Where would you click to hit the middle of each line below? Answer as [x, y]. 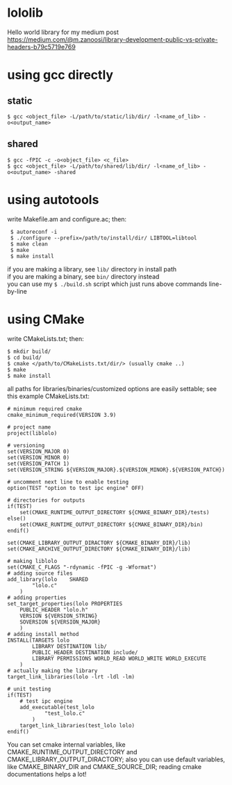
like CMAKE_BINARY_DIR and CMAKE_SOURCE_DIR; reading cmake [105, 766]
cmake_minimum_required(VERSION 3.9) [62, 415]
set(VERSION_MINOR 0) [39, 457]
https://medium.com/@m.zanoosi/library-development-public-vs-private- [113, 39]
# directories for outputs [46, 500]
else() [17, 518]
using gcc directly [60, 75]
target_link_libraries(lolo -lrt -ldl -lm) [71, 676]
